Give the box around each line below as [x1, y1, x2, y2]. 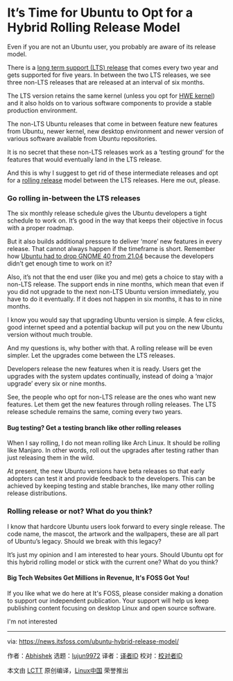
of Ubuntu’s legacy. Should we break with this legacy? [7, 537, 162, 545]
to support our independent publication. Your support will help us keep [7, 596, 209, 605]
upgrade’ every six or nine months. [7, 379, 107, 388]
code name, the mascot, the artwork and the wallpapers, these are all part [7, 529, 219, 538]
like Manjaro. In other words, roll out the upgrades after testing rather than [7, 446, 219, 455]
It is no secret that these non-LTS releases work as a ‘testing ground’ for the [7, 148, 225, 156]
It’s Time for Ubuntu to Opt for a [7, 5, 193, 21]
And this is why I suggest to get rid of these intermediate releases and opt [7, 169, 218, 177]
